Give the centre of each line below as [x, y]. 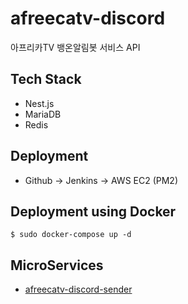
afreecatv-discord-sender [78, 289]
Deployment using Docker [93, 211]
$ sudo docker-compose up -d [71, 235]
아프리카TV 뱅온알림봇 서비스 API [75, 47]
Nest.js [39, 103]
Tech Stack [46, 79]
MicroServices [57, 265]
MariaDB [43, 114]
